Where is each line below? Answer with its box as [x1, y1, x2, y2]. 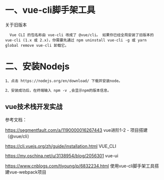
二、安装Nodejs [5, 61, 70, 72]
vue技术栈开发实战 [5, 103, 63, 111]
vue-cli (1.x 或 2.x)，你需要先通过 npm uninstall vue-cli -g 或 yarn [5, 37, 147, 42]
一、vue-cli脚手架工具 [5, 4, 95, 16]
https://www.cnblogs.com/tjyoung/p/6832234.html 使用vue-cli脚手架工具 [5, 163, 155, 169]
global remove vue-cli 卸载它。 [5, 43, 69, 48]
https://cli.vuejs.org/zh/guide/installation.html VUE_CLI [5, 143, 117, 149]
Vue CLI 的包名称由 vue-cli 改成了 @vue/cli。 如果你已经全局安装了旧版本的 [9, 33, 154, 37]
